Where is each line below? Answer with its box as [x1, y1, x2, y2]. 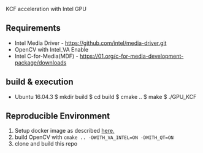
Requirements [6, 23, 61, 33]
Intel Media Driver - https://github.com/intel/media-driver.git [14, 39, 167, 47]
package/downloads [14, 58, 67, 66]
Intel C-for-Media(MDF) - [14, 52, 79, 60]
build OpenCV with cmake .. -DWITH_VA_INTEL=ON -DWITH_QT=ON [14, 133, 174, 141]
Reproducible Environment [6, 111, 110, 122]
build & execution [6, 77, 74, 87]
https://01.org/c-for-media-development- [79, 52, 184, 60]
